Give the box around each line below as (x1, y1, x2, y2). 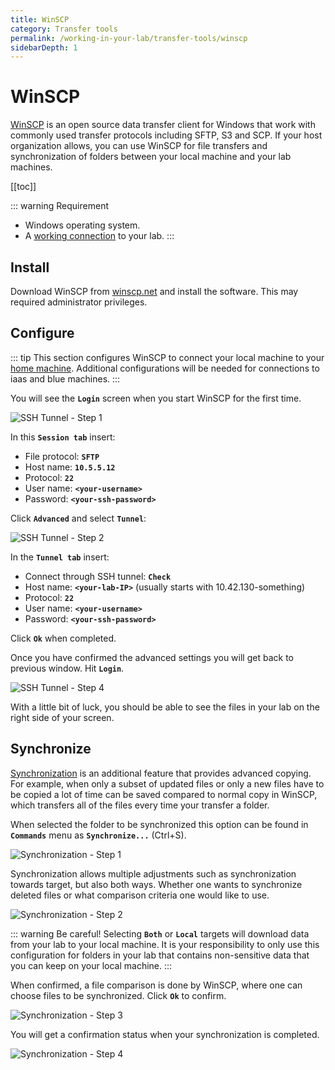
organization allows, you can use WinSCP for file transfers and (10, 140, 268, 152)
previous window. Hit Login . (10, 662, 125, 674)
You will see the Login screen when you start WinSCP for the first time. (10, 392, 302, 404)
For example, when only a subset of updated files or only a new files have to (10, 777, 325, 790)
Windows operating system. (24, 219, 141, 231)
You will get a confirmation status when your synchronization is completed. (10, 1028, 320, 1040)
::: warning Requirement (10, 200, 109, 212)
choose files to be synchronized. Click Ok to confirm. (10, 989, 227, 1001)
